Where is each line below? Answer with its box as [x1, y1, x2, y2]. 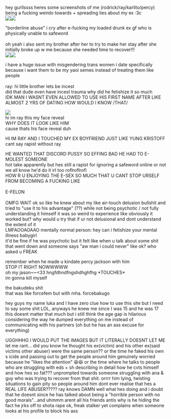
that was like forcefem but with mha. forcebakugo [5, 290, 110, 296]
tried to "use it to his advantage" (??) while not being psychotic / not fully [5, 205, 159, 211]
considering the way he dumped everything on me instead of [5, 317, 134, 322]
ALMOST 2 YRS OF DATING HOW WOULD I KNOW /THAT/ [5, 100, 128, 105]
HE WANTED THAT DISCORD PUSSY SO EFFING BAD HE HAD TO [5, 151, 144, 157]
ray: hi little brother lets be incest [5, 83, 75, 89]
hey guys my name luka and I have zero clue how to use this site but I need [5, 300, 163, 306]
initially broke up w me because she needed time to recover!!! [5, 47, 135, 53]
